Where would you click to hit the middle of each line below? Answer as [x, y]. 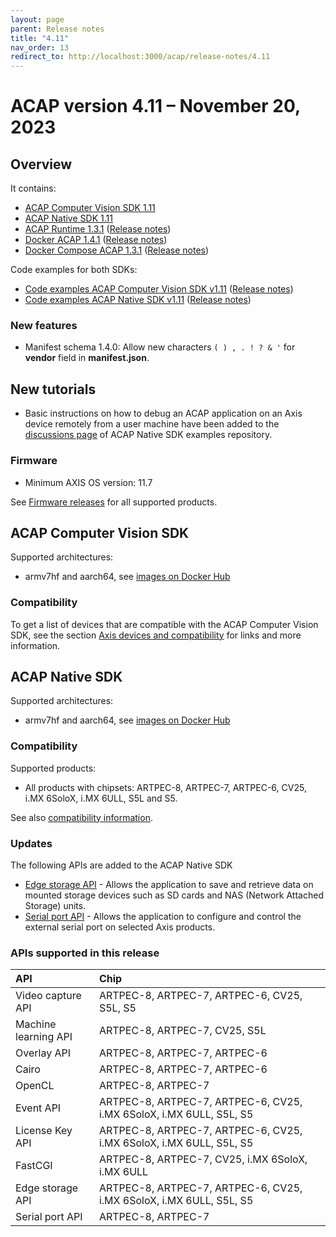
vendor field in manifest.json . [87, 358]
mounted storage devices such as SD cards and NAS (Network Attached [174, 895]
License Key [44, 1131]
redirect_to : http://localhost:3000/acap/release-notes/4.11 [140, 57]
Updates [31, 843]
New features [44, 326]
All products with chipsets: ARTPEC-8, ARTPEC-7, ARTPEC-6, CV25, [165, 787]
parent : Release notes [57, 29]
